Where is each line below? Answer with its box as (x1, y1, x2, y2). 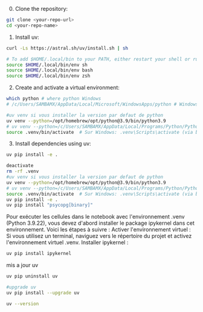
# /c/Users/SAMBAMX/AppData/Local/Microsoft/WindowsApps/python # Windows (6, 101, 199, 107)
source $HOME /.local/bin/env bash (6, 67, 94, 73)
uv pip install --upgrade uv (6, 290, 80, 296)
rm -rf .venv (6, 168, 39, 174)
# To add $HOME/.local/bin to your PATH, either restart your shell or (6, 56, 190, 62)
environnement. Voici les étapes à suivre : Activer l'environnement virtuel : (6, 226, 192, 233)
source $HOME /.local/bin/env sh (6, 62, 88, 68)
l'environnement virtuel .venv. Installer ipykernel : (6, 239, 129, 246)
